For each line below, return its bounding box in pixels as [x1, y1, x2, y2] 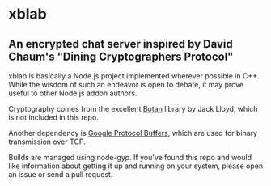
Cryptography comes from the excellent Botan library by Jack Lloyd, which [8, 104, 258, 113]
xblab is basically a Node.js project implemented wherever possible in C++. [8, 71, 260, 81]
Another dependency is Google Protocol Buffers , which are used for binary [8, 129, 257, 137]
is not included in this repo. [8, 112, 99, 122]
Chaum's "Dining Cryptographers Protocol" [8, 49, 234, 63]
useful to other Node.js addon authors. [8, 88, 138, 98]
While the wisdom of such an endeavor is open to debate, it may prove [8, 80, 244, 89]
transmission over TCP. [8, 137, 87, 146]
